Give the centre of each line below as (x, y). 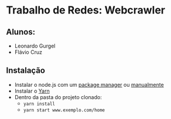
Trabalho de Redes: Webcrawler (86, 10)
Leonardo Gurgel (35, 46)
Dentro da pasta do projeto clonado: (58, 97)
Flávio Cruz (28, 52)
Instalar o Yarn (32, 91)
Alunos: (21, 32)
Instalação (26, 71)
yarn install (39, 104)
